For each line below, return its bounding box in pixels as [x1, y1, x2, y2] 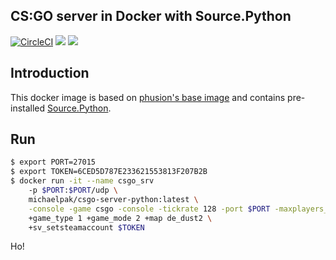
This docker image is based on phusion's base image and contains [10, 91, 286, 103]
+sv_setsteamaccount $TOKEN [28, 222, 145, 233]
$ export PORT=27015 [10, 157, 97, 168]
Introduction [10, 65, 90, 82]
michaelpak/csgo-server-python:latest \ [28, 194, 199, 204]
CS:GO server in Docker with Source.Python [10, 8, 292, 25]
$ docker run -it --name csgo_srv [10, 176, 155, 186]
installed [10, 102, 46, 114]
